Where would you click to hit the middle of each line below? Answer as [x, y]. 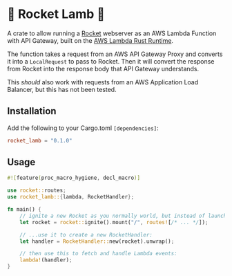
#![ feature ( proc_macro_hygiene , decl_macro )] [74, 178]
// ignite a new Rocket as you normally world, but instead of [113, 216]
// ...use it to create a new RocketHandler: [86, 234]
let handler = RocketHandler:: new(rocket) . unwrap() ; [97, 241]
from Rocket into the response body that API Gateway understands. [103, 68]
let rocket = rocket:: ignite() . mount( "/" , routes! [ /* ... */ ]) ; [114, 222]
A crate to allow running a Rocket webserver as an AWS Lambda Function [112, 33]
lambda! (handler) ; [46, 260]
